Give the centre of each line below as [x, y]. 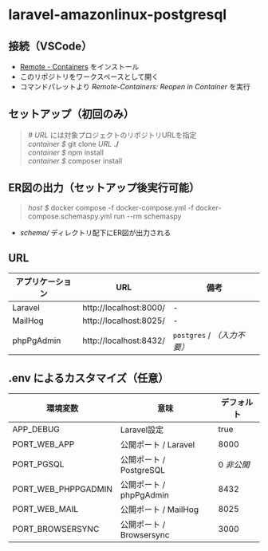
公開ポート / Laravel [158, 445]
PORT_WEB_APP [43, 444]
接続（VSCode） [50, 46]
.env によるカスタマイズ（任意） [89, 378]
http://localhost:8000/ [124, 308]
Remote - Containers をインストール [79, 67]
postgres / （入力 [205, 335]
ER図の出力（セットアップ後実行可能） [104, 188]
